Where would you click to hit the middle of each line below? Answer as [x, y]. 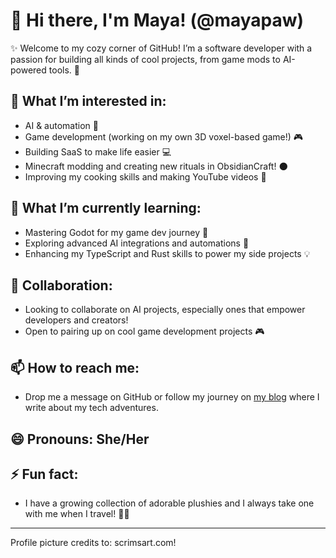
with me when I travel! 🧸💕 [77, 514]
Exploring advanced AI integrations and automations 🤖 [137, 243]
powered [28, 70]
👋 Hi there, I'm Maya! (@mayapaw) [157, 20]
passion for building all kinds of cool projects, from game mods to [145, 59]
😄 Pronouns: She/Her [80, 439]
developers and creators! [76, 320]
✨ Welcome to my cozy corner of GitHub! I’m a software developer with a [161, 48]
